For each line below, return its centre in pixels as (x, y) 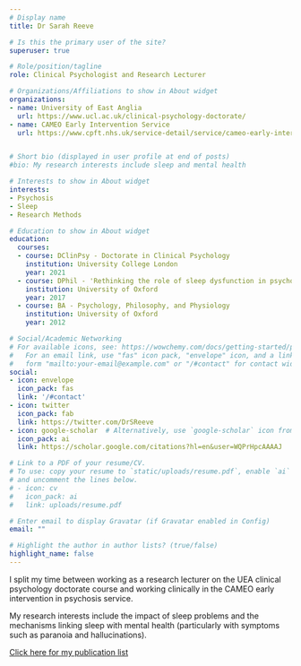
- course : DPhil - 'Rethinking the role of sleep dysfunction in (142, 281)
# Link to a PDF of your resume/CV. (77, 463)
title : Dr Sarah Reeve (52, 26)
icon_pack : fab (46, 413)
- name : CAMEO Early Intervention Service (90, 125)
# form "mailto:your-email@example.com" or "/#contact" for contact (144, 364)
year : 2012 (46, 323)
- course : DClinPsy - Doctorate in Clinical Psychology (124, 256)
